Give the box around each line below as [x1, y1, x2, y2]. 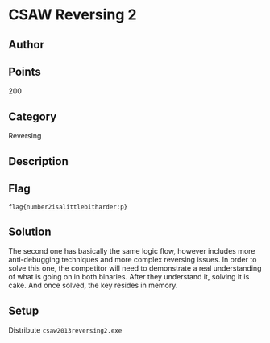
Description [8, 155, 69, 168]
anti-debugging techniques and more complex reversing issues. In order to [8, 255, 257, 265]
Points [8, 64, 42, 78]
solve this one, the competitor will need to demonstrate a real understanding [8, 263, 262, 273]
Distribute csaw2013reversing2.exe [8, 325, 123, 335]
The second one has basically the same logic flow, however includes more [8, 246, 255, 256]
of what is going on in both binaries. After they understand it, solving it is [8, 272, 250, 282]
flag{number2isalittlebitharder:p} [8, 203, 128, 211]
